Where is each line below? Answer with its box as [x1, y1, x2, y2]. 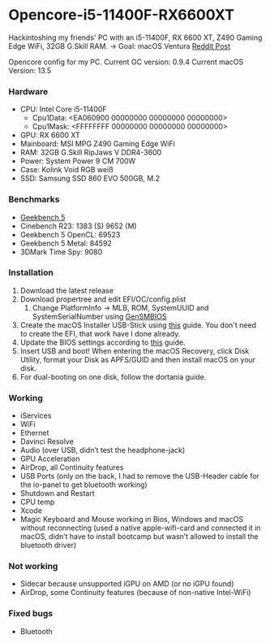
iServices [19, 411, 52, 420]
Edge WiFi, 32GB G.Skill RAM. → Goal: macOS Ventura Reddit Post [8, 41, 231, 50]
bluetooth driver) [19, 541, 77, 550]
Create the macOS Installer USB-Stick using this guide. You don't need [19, 319, 257, 330]
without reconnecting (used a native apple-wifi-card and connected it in [19, 523, 261, 533]
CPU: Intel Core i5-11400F [19, 104, 107, 115]
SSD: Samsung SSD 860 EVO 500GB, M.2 [19, 173, 161, 184]
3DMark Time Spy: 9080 [19, 246, 103, 257]
